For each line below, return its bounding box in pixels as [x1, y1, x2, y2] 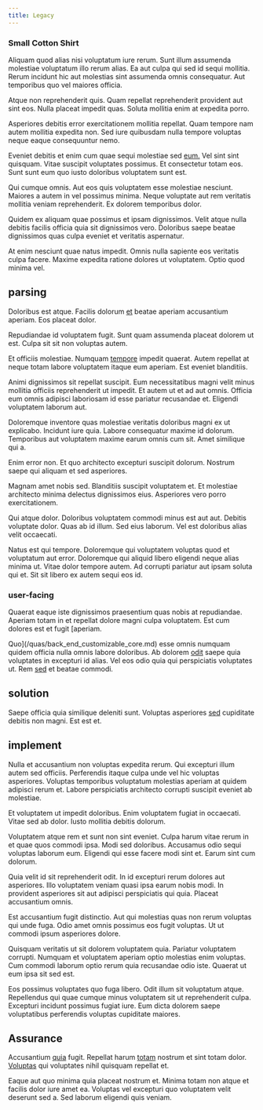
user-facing [8, 589, 55, 600]
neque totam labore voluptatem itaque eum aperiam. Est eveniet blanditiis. [8, 362, 248, 371]
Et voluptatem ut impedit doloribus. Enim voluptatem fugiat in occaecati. [8, 808, 241, 817]
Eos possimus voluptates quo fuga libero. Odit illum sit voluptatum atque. [8, 984, 245, 993]
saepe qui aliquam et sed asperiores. [8, 466, 128, 475]
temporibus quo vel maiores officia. [8, 80, 123, 89]
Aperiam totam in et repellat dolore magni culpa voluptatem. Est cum [8, 616, 230, 625]
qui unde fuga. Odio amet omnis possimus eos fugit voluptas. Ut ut [8, 920, 225, 930]
